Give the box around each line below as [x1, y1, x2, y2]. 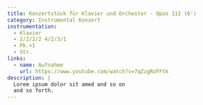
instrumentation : [7, 23, 58, 30]
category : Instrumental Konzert [7, 17, 100, 23]
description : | [7, 74, 51, 82]
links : [7, 55, 26, 62]
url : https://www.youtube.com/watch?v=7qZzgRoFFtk [19, 68, 169, 75]
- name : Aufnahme [13, 61, 64, 68]
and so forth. [13, 87, 54, 94]
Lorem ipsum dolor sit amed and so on [13, 81, 126, 88]
